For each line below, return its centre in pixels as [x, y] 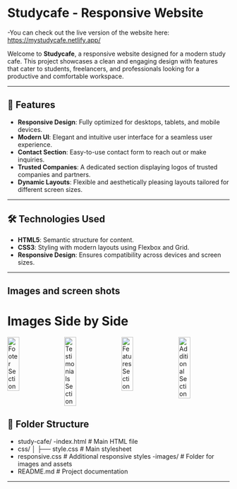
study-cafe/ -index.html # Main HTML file [78, 441]
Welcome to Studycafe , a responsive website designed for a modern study [116, 54]
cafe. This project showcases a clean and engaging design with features [113, 61]
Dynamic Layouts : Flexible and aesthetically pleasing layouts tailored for [123, 182]
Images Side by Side [68, 321]
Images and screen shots [64, 291]
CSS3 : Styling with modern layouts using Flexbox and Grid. [103, 247]
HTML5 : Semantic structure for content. [75, 240]
